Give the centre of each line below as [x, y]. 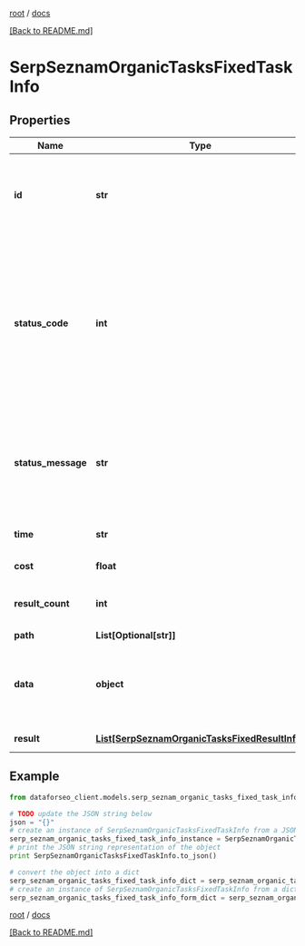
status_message [51, 463]
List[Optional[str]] [136, 635]
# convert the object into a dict [75, 872]
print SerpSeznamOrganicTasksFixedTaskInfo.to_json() [113, 856]
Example [34, 777]
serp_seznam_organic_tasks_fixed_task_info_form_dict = [117, 898]
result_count [42, 603]
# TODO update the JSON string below [81, 813]
